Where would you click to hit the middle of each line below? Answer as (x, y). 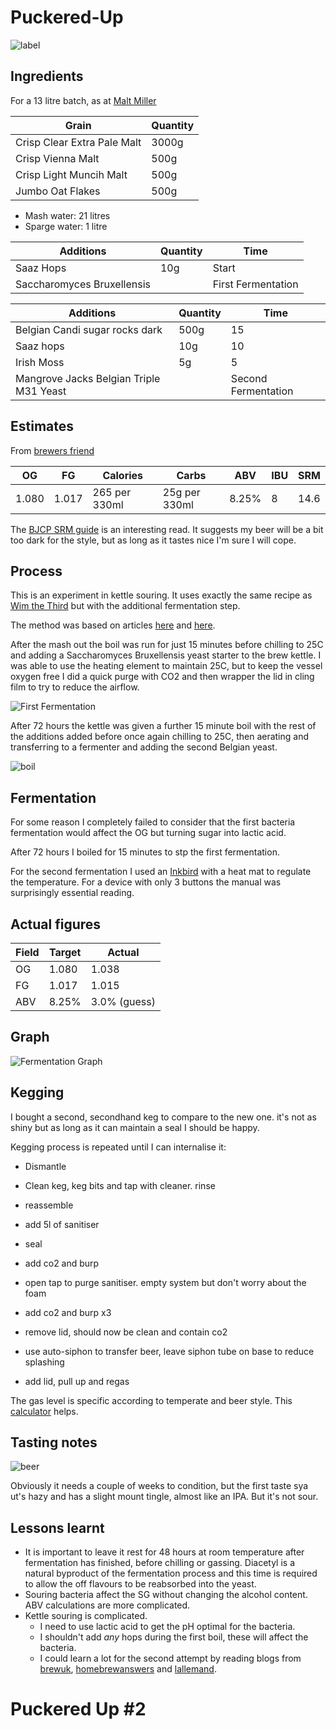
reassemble (49, 1205)
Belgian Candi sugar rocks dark (89, 329)
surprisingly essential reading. (72, 893)
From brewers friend (52, 450)
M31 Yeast (41, 391)
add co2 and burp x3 (68, 1312)
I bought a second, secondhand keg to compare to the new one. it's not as (163, 1117)
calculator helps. (44, 1411)
